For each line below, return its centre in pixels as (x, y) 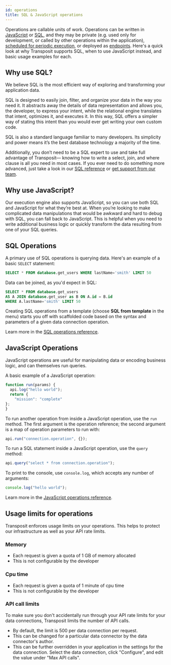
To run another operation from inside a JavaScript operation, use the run (81, 418)
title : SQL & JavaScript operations (44, 15)
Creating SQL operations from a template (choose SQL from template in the (85, 311)
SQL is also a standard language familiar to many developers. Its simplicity (83, 137)
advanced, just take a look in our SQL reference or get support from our (80, 169)
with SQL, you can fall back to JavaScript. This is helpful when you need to (84, 219)
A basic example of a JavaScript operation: (50, 375)
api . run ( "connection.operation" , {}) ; (46, 439)
